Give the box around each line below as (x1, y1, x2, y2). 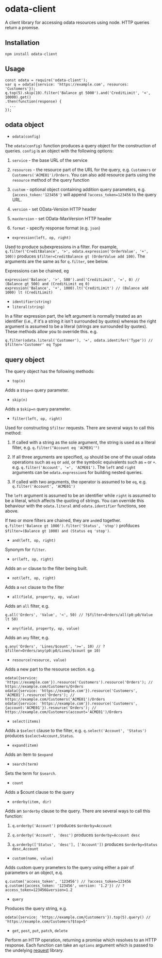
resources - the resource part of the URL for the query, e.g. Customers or (12, 167, 157, 173)
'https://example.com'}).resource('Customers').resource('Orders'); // (5, 680, 153, 685)
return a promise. (5, 24, 40, 30)
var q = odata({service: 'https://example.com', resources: (5, 82, 130, 87)
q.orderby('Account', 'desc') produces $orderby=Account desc (12, 832, 140, 838)
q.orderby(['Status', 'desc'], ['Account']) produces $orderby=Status (12, 841, 158, 847)
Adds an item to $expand (5, 752, 53, 757)
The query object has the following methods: (5, 368, 95, 375)
